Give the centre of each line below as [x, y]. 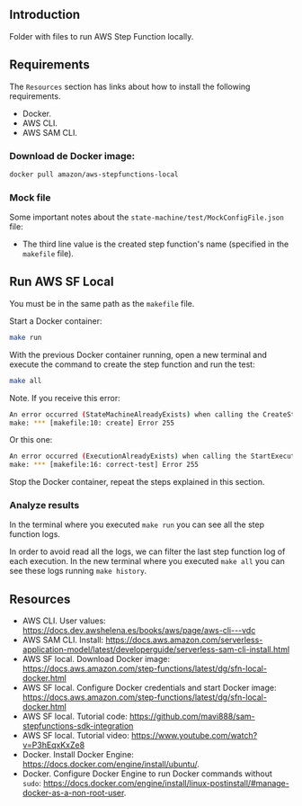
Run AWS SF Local [62, 282]
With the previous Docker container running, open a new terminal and [138, 354]
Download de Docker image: [72, 156]
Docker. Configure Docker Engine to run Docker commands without [147, 774]
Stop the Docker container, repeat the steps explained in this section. [137, 482]
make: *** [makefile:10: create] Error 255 [92, 423]
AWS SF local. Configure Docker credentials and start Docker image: [149, 688]
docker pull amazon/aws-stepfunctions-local [94, 175]
